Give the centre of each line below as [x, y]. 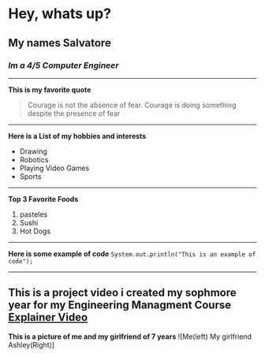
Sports [30, 176]
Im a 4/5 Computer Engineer [63, 65]
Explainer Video [48, 317]
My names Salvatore [60, 43]
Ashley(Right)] [32, 344]
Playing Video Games [54, 168]
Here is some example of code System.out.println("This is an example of [132, 254]
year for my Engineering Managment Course [119, 305]
